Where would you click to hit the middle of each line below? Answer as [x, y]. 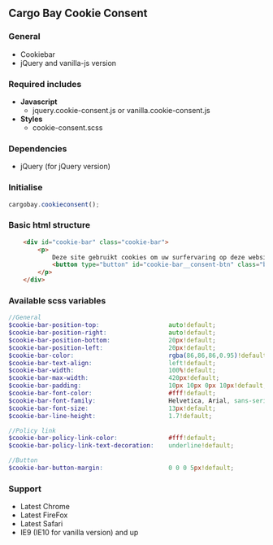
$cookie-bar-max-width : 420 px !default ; [114, 378]
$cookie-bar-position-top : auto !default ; [113, 325]
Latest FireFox [44, 515]
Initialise [26, 188]
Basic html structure [50, 225]
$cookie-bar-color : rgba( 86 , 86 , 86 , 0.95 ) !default [138, 355]
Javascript [39, 102]
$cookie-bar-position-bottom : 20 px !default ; [113, 340]
